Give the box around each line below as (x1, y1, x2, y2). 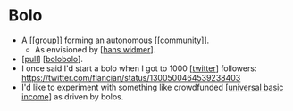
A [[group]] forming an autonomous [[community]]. (21, 35, 210, 45)
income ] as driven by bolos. (21, 91, 124, 102)
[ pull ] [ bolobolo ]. (21, 53, 84, 64)
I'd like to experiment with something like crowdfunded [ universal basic (21, 82, 284, 92)
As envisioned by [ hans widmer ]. (34, 44, 156, 54)
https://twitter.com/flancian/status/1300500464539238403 (21, 72, 241, 83)
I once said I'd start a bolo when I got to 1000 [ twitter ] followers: (21, 63, 257, 74)
